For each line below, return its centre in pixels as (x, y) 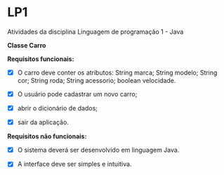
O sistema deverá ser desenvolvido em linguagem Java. (98, 150)
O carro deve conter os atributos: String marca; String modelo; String (117, 72)
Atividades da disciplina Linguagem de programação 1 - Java (95, 32)
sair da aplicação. (43, 122)
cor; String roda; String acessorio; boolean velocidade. (97, 80)
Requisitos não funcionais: (47, 136)
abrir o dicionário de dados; (58, 108)
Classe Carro (27, 45)
